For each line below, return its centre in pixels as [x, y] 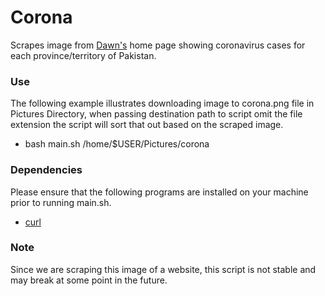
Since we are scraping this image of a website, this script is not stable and [163, 269]
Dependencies [46, 170]
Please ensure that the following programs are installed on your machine [159, 192]
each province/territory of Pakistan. [83, 55]
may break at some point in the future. [89, 280]
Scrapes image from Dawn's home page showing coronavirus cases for [158, 45]
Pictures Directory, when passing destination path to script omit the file [156, 114]
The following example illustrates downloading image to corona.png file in [162, 103]
